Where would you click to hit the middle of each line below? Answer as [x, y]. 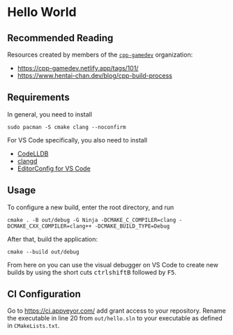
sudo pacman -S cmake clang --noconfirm [67, 127]
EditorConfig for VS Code [54, 168]
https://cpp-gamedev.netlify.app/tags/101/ [78, 68]
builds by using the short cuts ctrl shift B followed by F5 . [92, 272]
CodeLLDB [33, 154]
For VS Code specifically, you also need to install [77, 140]
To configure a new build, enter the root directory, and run [91, 207]
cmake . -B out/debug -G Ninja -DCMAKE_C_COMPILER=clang [92, 220]
